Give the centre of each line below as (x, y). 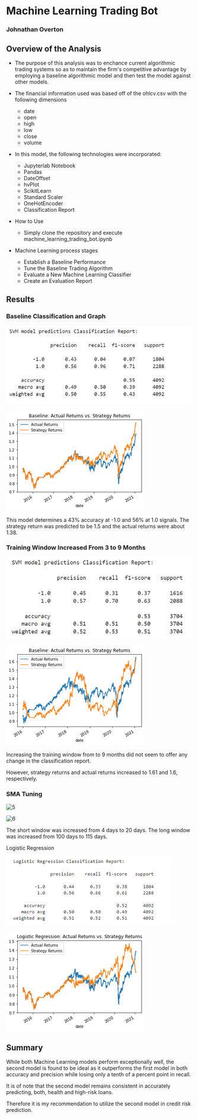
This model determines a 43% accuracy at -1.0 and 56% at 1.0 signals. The (98, 519)
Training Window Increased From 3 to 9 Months (76, 548)
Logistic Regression (30, 848)
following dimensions (41, 100)
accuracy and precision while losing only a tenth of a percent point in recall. (99, 1075)
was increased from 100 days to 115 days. (57, 836)
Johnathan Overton (35, 30)
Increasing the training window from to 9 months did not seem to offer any (97, 755)
